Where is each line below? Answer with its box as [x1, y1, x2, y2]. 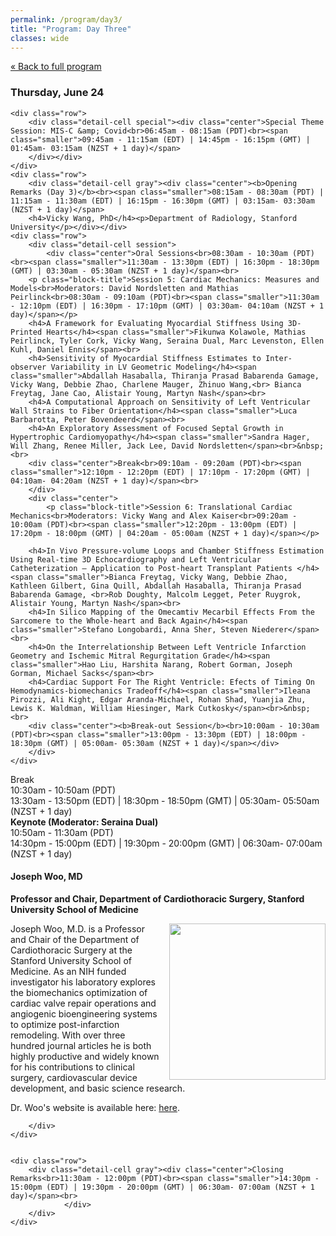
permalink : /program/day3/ [10, 14, 123, 25]
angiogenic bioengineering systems [10, 1007, 158, 1020]
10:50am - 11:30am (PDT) [10, 826, 114, 838]
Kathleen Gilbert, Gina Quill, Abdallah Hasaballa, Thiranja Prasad [10, 581, 302, 591]
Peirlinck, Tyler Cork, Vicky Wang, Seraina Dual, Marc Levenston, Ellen [10, 336, 325, 346]
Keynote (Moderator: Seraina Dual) [10, 816, 159, 828]
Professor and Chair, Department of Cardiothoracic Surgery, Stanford [10, 892, 305, 905]
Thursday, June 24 [10, 86, 105, 100]
